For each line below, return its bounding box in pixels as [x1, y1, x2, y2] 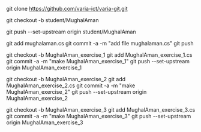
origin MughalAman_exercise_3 [6, 119, 83, 126]
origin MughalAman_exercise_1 [6, 64, 82, 71]
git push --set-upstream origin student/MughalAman [6, 28, 136, 35]
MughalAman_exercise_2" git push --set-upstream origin [6, 88, 147, 95]
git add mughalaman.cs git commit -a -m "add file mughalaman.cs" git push [6, 40, 194, 47]
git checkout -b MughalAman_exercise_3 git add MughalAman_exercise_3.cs [6, 106, 196, 113]
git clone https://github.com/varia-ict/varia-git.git [6, 5, 128, 12]
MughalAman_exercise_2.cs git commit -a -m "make [6, 82, 136, 89]
